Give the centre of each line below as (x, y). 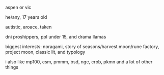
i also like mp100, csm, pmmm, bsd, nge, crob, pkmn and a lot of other (79, 62)
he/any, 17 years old (26, 17)
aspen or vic (18, 7)
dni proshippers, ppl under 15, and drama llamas (56, 37)
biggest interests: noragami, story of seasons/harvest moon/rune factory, (82, 47)
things (12, 67)
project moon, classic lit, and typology (45, 52)
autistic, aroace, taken (29, 27)
